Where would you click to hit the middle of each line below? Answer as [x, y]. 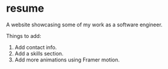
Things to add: [24, 36]
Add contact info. [36, 47]
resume [25, 8]
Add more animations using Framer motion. [67, 60]
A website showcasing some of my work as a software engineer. [84, 25]
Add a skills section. [39, 53]
